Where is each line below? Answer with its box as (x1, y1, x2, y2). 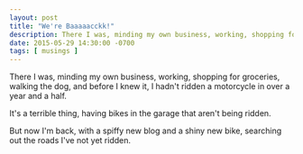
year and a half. (9, 91, 68, 102)
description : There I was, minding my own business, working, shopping (9, 30, 284, 39)
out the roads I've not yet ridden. (9, 135, 131, 146)
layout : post (9, 13, 59, 23)
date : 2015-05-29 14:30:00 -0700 (9, 38, 135, 48)
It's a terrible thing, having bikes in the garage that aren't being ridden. (9, 108, 272, 119)
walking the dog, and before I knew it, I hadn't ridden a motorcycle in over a (9, 81, 290, 92)
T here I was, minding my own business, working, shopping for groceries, (9, 71, 280, 82)
